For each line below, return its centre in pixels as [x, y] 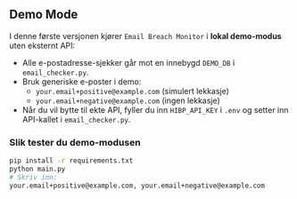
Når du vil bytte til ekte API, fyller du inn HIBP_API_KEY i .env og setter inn [155, 109]
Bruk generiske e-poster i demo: [82, 81]
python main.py [37, 169]
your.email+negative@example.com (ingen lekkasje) [128, 100]
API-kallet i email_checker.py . [76, 119]
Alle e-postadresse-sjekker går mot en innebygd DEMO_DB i [128, 62]
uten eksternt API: [42, 45]
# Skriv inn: [33, 177]
